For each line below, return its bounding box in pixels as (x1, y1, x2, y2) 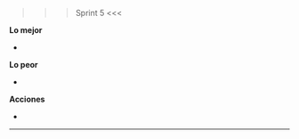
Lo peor (9, 60, 38, 69)
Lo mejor (9, 25, 43, 35)
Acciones (9, 94, 45, 104)
